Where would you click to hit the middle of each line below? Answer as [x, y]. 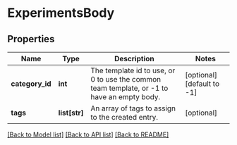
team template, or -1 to [129, 88]
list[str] [71, 113]
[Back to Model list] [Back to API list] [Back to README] [88, 134]
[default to [202, 84]
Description [134, 59]
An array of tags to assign [133, 108]
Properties [31, 39]
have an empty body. [126, 97]
